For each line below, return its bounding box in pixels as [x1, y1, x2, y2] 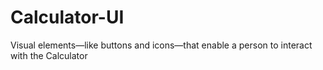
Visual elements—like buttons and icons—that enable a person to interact [10, 39, 313, 51]
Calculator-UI [10, 6, 125, 29]
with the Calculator [10, 49, 88, 61]
